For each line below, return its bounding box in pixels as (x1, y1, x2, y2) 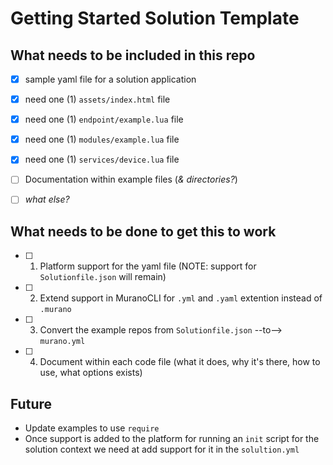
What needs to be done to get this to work (10, 223, 277, 240)
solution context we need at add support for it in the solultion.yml (24, 443, 300, 456)
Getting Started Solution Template (10, 7, 300, 30)
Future (10, 395, 53, 412)
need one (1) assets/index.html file (24, 93, 171, 106)
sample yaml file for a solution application (24, 73, 197, 85)
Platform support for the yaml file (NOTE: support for (39, 260, 257, 272)
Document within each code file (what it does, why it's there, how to (39, 356, 321, 368)
